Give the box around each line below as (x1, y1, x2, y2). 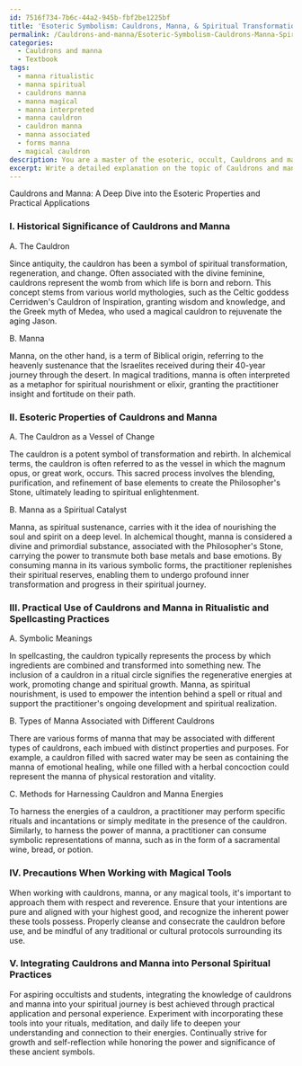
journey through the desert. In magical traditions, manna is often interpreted (9, 369, 290, 380)
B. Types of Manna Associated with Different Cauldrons (9, 715, 215, 726)
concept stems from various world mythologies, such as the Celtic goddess (9, 287, 289, 298)
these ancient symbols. (9, 1046, 96, 1057)
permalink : (9, 30, 50, 39)
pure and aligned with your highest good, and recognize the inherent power (9, 906, 289, 917)
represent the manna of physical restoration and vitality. (9, 771, 217, 782)
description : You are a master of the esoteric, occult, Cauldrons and (9, 155, 283, 164)
